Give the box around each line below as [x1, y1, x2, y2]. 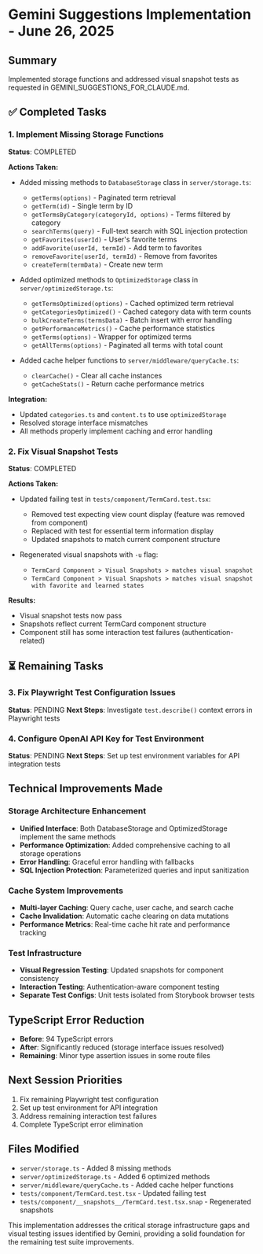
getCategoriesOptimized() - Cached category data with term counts [31, 307, 252, 316]
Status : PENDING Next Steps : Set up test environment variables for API [8, 751, 240, 760]
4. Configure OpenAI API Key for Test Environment [8, 733, 204, 744]
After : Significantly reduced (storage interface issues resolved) [19, 1042, 225, 1052]
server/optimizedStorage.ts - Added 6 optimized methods [19, 1171, 210, 1181]
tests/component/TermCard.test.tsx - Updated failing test [19, 1188, 206, 1197]
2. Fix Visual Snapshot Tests [8, 446, 119, 457]
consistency [19, 974, 60, 983]
